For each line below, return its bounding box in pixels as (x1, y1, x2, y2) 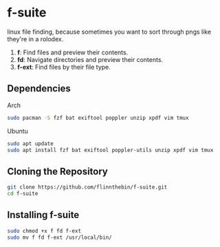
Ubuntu (7, 127, 29, 135)
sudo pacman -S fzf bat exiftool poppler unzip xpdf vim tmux (7, 114, 189, 121)
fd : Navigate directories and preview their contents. (16, 55, 164, 63)
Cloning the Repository (7, 165, 108, 177)
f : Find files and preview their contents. (16, 48, 129, 56)
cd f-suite (7, 191, 38, 197)
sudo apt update (7, 140, 54, 147)
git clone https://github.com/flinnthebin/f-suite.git (7, 184, 168, 191)
